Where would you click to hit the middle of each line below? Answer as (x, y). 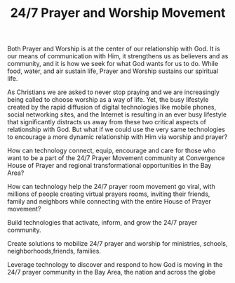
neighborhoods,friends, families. (54, 251)
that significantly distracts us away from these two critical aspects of (107, 122)
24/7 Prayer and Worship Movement (118, 13)
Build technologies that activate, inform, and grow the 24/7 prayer (102, 223)
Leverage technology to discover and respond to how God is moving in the (115, 265)
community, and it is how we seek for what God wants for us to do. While (113, 64)
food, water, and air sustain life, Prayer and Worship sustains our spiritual (113, 71)
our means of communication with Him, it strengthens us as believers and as (118, 56)
